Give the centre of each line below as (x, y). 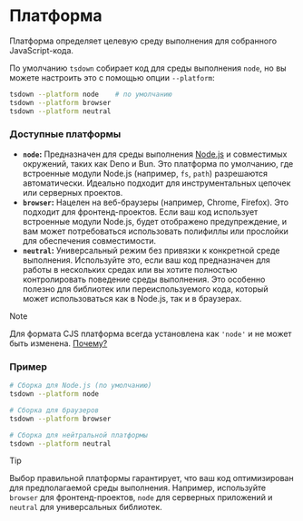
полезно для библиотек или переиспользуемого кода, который (145, 289)
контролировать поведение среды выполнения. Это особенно (144, 279)
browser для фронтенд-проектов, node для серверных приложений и (141, 497)
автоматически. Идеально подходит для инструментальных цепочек (156, 183)
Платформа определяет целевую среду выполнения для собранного (143, 41)
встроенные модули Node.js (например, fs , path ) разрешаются (145, 173)
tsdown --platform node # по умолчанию (91, 94)
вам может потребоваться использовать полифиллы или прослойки (155, 231)
